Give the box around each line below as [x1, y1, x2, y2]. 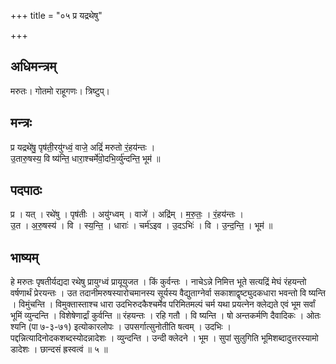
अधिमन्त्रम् [10, 58, 57, 75]
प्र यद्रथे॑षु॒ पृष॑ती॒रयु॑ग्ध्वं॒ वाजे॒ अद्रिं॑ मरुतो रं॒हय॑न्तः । [10, 141, 156, 153]
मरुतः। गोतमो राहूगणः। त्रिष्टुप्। [10, 85, 111, 97]
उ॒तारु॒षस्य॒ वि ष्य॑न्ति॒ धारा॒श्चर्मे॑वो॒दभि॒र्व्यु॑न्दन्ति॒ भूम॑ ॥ [10, 152, 161, 164]
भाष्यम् [10, 249, 39, 266]
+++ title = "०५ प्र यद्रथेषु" [10, 10, 103, 21]
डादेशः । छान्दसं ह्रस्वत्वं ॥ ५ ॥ [10, 343, 108, 355]
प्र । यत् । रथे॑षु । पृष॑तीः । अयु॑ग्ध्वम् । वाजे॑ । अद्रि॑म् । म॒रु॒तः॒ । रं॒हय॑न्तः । [10, 208, 245, 220]
